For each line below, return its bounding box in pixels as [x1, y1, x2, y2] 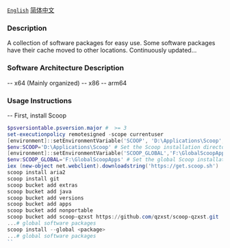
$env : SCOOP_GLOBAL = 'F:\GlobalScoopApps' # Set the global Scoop [7, 156, 194, 163]
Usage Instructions [7, 96, 72, 105]
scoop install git [7, 175, 60, 182]
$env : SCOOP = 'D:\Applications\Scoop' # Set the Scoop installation [7, 143, 201, 150]
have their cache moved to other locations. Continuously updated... [7, 46, 197, 55]
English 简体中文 [7, 6, 55, 14]
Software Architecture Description [7, 64, 125, 73]
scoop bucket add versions [7, 194, 84, 202]
